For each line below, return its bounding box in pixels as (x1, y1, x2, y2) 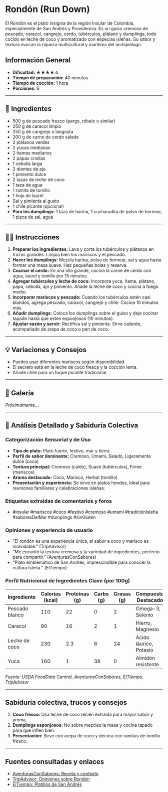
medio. (12, 289, 27, 295)
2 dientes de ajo (12, 166, 46, 172)
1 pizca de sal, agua (12, 214, 53, 220)
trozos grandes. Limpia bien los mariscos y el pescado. (12, 252, 126, 258)
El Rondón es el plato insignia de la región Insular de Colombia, (5, 20, 135, 26)
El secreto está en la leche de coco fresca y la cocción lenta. (12, 364, 138, 370)
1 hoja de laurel (12, 192, 44, 199)
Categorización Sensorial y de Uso (5, 436, 91, 443)
